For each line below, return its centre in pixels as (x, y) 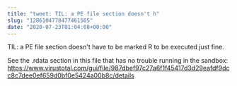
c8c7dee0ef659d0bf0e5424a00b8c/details (71, 75)
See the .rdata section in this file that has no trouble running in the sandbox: (118, 61)
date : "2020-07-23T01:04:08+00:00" (60, 27)
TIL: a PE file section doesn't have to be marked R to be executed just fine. (116, 47)
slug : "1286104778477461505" (50, 20)
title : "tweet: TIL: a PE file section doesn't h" (83, 14)
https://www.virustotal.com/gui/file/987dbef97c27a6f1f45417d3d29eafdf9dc (118, 68)
